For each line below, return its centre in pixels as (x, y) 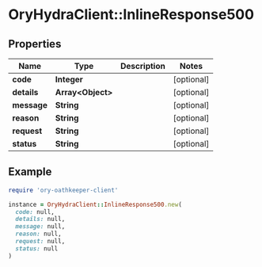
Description (143, 66)
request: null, (40, 242)
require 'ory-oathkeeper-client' (63, 190)
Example (30, 172)
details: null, (40, 219)
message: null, (40, 227)
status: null (37, 248)
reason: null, (38, 234)
